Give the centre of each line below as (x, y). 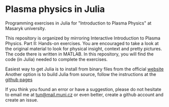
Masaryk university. (26, 28)
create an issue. (22, 100)
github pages (19, 79)
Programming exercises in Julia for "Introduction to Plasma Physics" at (78, 23)
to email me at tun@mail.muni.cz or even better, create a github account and (84, 94)
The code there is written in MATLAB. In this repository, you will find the (79, 54)
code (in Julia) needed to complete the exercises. (57, 59)
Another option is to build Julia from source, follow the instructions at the (81, 74)
